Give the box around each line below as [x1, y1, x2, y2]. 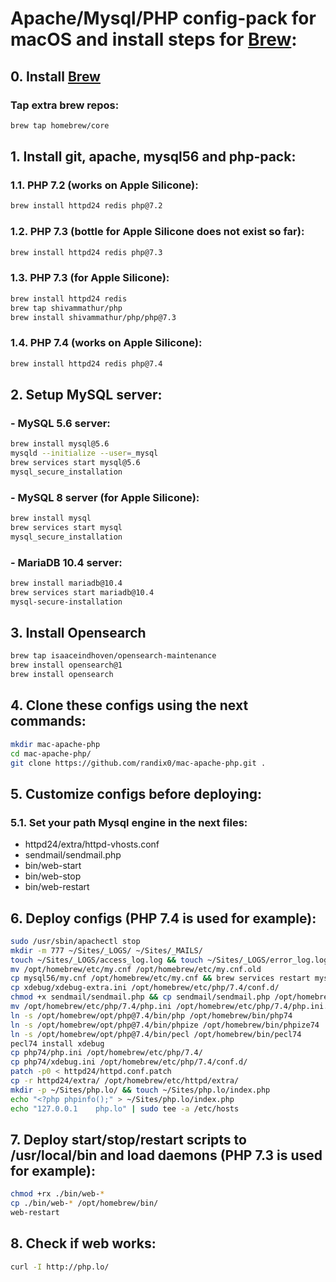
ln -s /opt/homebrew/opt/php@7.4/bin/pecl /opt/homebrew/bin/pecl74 [10, 1029, 302, 1039]
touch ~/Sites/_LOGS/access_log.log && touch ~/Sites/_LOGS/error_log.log [10, 955, 329, 965]
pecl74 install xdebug [10, 1038, 105, 1049]
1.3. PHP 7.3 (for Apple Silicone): [10, 271, 170, 285]
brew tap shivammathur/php [10, 303, 123, 313]
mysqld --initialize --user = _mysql [10, 448, 159, 459]
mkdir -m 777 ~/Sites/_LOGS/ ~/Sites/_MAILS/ [10, 945, 203, 956]
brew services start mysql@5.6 [10, 458, 141, 468]
